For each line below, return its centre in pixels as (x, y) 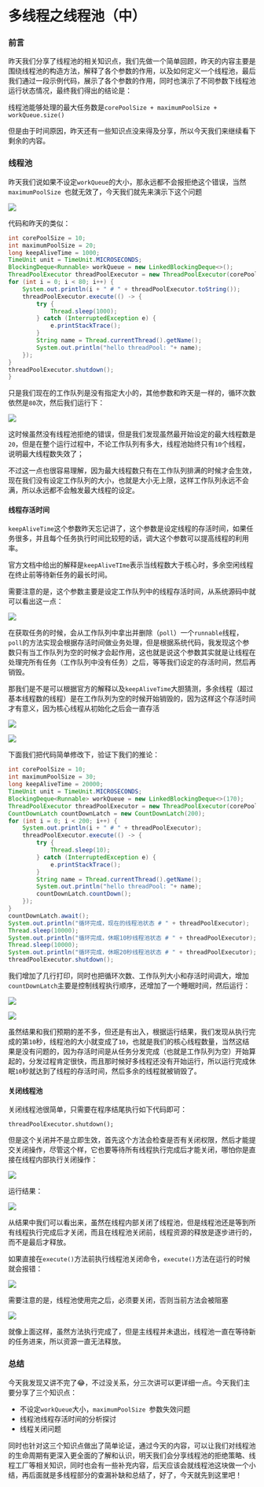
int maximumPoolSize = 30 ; (52, 777)
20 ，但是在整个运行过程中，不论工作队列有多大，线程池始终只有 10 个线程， (129, 444)
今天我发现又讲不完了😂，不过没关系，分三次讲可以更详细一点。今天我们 (126, 1382)
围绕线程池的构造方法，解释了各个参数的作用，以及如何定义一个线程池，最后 (132, 71)
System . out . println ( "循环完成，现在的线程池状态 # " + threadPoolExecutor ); (129, 923)
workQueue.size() (37, 116)
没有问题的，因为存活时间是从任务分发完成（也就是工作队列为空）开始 (135, 1051)
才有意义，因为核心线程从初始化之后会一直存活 (84, 709)
